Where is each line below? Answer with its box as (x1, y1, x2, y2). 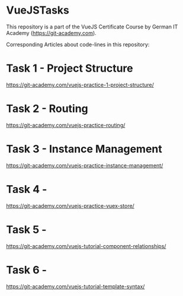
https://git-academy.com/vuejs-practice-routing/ (6, 121, 126, 128)
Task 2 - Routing (6, 102, 89, 115)
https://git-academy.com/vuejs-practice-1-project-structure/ (6, 81, 154, 88)
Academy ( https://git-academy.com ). (6, 29, 97, 36)
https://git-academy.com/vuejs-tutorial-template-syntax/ (6, 282, 145, 290)
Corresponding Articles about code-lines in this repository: (6, 41, 150, 48)
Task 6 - (6, 263, 47, 276)
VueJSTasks (6, 4, 70, 17)
